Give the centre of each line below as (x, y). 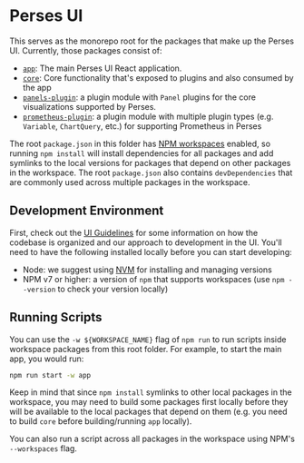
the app (37, 87)
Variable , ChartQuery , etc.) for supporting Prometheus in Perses (142, 126)
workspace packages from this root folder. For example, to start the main (146, 349)
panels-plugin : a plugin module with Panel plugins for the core (139, 97)
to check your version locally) (113, 289)
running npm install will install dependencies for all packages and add (142, 153)
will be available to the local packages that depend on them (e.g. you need (148, 412)
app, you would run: (47, 359)
